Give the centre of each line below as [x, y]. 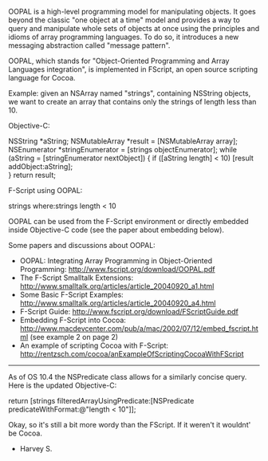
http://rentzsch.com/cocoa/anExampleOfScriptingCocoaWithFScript [132, 354]
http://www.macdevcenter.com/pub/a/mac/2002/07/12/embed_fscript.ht [139, 329]
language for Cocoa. [42, 78]
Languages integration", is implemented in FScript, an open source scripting [133, 69]
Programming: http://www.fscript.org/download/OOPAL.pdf [117, 269]
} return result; [32, 175]
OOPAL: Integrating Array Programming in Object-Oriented [116, 261]
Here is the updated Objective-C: [63, 385]
